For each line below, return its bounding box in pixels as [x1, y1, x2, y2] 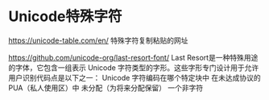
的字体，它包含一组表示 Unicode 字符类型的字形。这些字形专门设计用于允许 [8, 62, 259, 73]
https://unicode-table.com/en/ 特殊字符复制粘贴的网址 [8, 35, 188, 45]
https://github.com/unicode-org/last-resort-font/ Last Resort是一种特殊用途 [8, 52, 259, 62]
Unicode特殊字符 [8, 7, 122, 26]
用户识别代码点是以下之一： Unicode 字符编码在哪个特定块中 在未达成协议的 [8, 73, 262, 82]
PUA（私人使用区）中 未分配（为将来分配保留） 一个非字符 [8, 82, 204, 93]
